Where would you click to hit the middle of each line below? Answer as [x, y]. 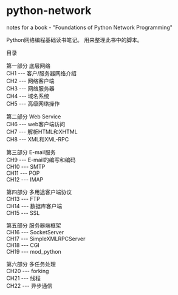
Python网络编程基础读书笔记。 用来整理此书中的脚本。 [74, 39]
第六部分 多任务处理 [31, 264]
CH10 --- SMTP [26, 166]
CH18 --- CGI [23, 245]
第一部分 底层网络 [28, 66]
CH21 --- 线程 [24, 278]
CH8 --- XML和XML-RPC [38, 139]
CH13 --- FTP [23, 198]
